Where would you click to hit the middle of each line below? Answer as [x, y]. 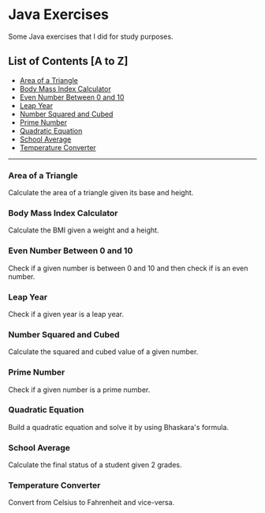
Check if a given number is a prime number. [79, 390]
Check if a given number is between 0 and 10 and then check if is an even [128, 268]
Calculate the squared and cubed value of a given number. [103, 352]
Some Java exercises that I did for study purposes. [91, 36]
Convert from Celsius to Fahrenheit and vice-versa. [91, 503]
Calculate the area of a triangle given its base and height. [101, 193]
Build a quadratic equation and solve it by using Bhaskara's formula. [119, 427]
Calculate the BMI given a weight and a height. [84, 230]
